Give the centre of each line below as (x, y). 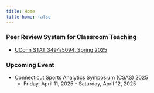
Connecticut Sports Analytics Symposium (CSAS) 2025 (81, 78)
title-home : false (28, 17)
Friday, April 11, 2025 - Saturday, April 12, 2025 (80, 84)
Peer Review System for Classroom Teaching (71, 37)
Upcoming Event (30, 65)
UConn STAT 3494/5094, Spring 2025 (61, 49)
